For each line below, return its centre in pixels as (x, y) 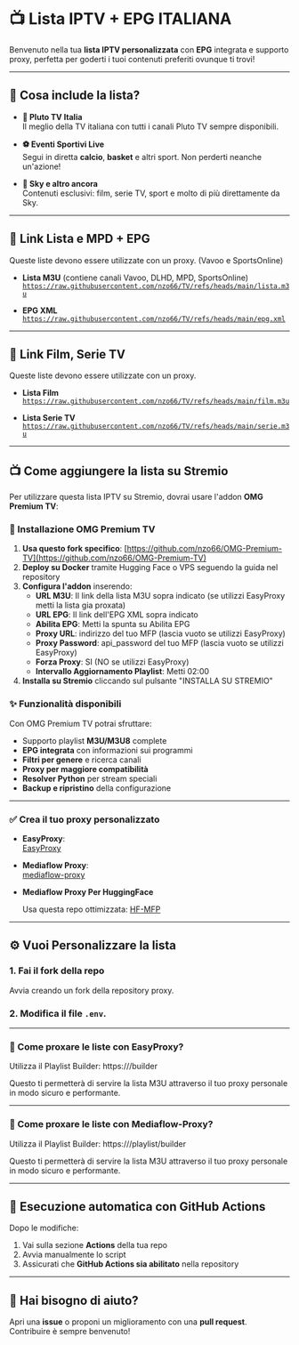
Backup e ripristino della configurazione (97, 788)
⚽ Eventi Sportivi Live (63, 144)
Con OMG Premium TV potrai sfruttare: (81, 723)
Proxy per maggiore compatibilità (85, 769)
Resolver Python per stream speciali (89, 778)
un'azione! (41, 166)
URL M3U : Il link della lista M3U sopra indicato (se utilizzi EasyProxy (160, 596)
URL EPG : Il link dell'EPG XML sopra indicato (117, 615)
